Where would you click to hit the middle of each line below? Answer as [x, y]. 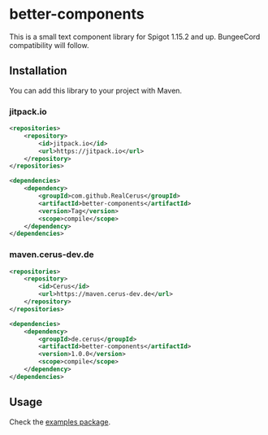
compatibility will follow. [49, 45]
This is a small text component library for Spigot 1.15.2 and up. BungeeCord [135, 37]
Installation [38, 71]
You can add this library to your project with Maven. [95, 90]
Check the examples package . [60, 422]
